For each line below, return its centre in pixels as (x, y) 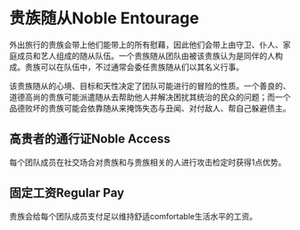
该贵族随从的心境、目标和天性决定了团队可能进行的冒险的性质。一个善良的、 (150, 86)
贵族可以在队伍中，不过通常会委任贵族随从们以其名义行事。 (134, 67)
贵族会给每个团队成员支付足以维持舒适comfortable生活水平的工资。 (133, 216)
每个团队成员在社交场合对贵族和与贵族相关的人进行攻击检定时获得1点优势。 (148, 162)
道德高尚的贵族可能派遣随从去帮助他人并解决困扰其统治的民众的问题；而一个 (150, 97)
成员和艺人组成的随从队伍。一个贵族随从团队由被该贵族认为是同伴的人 (146, 55)
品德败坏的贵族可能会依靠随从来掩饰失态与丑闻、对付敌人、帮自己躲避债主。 (150, 108)
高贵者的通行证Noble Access (90, 139)
